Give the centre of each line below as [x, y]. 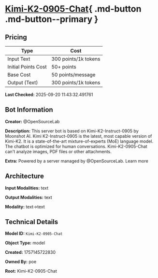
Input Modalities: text [27, 188]
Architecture [25, 176]
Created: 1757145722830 [30, 252]
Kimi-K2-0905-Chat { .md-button [73, 9]
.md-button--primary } [52, 19]
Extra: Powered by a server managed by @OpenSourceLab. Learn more [77, 161]
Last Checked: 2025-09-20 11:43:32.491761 [49, 95]
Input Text [19, 59]
